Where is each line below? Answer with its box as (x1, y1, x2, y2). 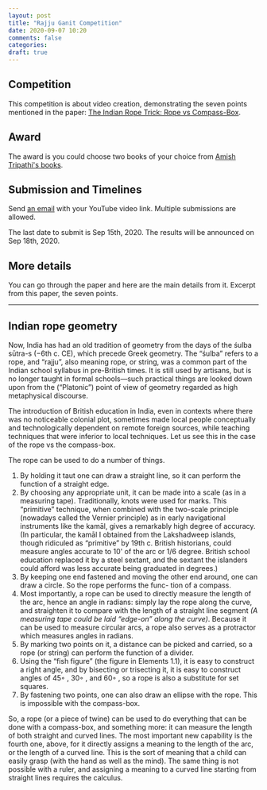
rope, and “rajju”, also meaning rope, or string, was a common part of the (8, 357, 248, 367)
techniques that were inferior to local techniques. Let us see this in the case (8, 432, 256, 441)
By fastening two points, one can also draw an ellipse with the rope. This (19, 690, 258, 699)
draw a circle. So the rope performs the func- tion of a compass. (19, 580, 232, 590)
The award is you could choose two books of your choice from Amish (8, 152, 236, 161)
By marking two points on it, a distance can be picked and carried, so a (19, 640, 253, 649)
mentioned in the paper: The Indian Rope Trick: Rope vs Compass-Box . (8, 107, 241, 117)
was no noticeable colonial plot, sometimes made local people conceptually (8, 414, 256, 425)
